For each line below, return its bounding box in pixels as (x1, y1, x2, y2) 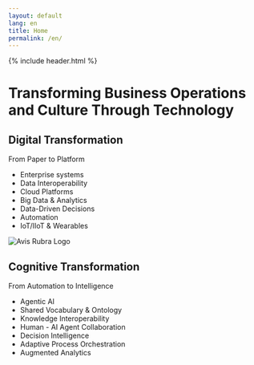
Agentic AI (19, 297, 54, 306)
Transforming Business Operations (8, 84, 247, 103)
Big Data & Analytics (19, 196, 87, 205)
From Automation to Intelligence (8, 282, 114, 291)
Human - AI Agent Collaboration (19, 322, 126, 332)
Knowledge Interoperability (19, 314, 110, 323)
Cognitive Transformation (8, 260, 140, 274)
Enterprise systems (19, 170, 84, 180)
